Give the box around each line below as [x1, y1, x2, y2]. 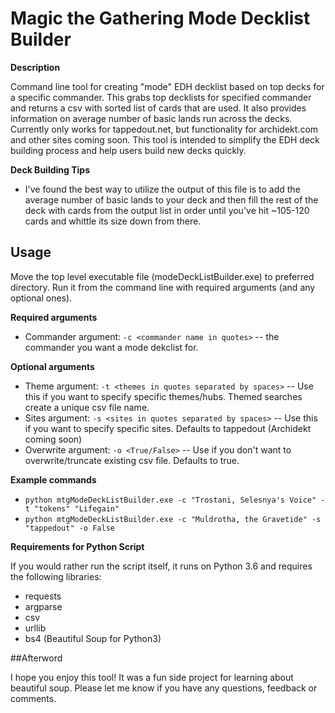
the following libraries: [10, 570, 102, 582]
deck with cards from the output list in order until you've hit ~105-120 [24, 204, 310, 216]
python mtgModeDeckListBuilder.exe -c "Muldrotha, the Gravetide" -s [24, 514, 322, 524]
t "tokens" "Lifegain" [24, 503, 120, 514]
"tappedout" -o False [24, 523, 115, 533]
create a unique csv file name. [24, 401, 150, 413]
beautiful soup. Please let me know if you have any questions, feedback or [10, 682, 318, 694]
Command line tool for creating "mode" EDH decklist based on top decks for [10, 80, 325, 92]
